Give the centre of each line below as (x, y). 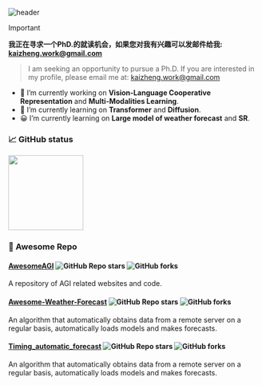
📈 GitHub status (41, 139)
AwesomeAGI (31, 266)
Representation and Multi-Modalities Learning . (99, 101)
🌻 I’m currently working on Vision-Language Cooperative (115, 93)
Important (24, 28)
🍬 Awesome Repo (43, 247)
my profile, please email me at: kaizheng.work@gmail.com (124, 77)
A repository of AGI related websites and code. (85, 284)
